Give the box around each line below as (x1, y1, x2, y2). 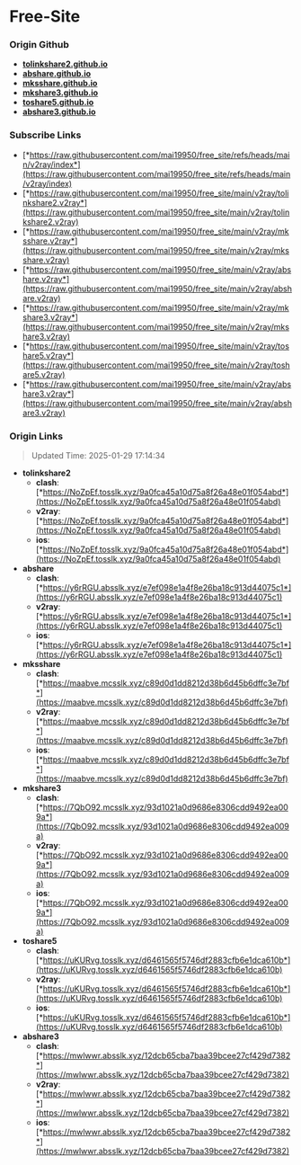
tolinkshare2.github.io (22, 58, 108, 69)
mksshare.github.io (22, 78, 98, 89)
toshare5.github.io (22, 97, 94, 108)
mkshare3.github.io (22, 87, 99, 98)
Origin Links (9, 430, 64, 442)
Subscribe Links (9, 129, 82, 141)
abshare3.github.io (22, 106, 96, 118)
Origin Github (9, 39, 70, 51)
